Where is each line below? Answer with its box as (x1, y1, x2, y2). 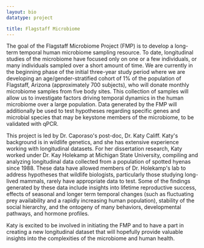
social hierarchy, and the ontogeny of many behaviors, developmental (6, 203, 181, 211)
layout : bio (6, 9, 37, 15)
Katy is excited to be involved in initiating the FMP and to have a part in (6, 222, 185, 229)
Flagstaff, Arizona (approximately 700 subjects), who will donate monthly (6, 81, 190, 89)
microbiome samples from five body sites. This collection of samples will (6, 88, 189, 95)
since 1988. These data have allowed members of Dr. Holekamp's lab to (6, 164, 186, 172)
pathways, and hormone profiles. (6, 210, 90, 217)
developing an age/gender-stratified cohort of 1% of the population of (6, 75, 181, 82)
